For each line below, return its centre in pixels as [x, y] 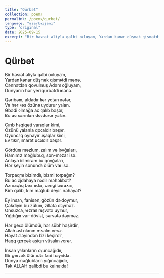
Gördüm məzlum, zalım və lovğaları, [41, 150]
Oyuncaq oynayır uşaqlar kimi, [36, 135]
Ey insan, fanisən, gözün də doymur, [41, 200]
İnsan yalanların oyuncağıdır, [34, 250]
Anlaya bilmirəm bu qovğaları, [35, 160]
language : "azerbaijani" [30, 23]
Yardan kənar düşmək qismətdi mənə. [43, 80]
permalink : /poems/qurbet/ [32, 19]
